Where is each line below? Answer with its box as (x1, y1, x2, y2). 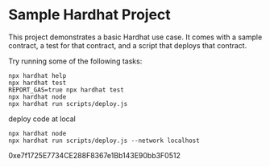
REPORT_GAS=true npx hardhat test (8, 86, 125, 94)
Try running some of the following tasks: (8, 56, 143, 66)
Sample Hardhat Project (8, 6, 171, 24)
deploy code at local (8, 114, 77, 124)
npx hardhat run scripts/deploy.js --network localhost (8, 136, 200, 145)
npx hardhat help (8, 71, 67, 79)
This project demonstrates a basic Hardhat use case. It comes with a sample (8, 32, 263, 42)
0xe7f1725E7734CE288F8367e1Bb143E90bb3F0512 (8, 150, 181, 160)
